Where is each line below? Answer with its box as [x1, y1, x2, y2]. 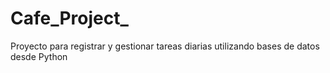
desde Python [10, 50, 68, 62]
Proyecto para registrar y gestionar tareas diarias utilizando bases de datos [10, 40, 320, 52]
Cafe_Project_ [10, 7, 129, 30]
